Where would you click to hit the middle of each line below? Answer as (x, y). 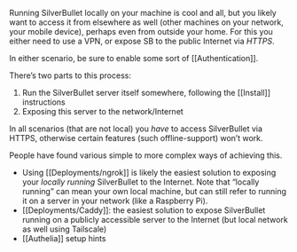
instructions (44, 102)
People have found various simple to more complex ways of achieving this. (146, 155)
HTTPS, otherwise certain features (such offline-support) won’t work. (136, 138)
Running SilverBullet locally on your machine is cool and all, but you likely (143, 13)
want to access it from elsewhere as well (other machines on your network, (146, 22)
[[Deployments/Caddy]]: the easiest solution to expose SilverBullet (144, 210)
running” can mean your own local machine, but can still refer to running (154, 191)
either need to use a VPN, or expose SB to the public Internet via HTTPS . (142, 41)
